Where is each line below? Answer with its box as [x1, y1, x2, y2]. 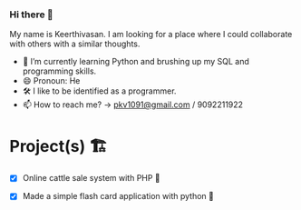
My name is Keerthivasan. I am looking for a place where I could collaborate [9, 29, 293, 40]
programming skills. [22, 65, 97, 76]
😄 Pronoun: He [22, 75, 81, 86]
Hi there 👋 [9, 8, 54, 21]
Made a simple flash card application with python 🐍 [22, 191, 215, 202]
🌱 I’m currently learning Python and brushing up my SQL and [22, 56, 249, 67]
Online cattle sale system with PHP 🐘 [22, 173, 160, 184]
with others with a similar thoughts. [9, 38, 141, 49]
